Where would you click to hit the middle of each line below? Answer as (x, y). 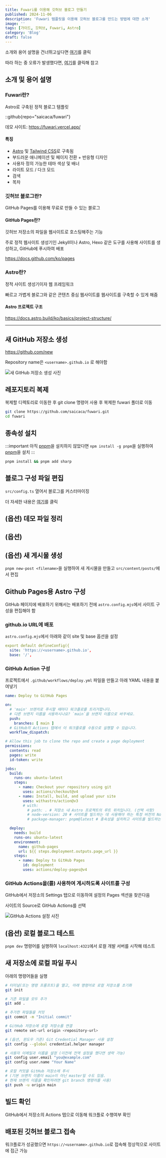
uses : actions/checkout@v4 (51, 792)
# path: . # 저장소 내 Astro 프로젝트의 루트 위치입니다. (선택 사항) (91, 810)
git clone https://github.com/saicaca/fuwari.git (57, 412)
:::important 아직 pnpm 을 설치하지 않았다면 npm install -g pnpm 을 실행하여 (79, 446)
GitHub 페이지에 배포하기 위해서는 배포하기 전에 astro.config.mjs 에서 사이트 (80, 604)
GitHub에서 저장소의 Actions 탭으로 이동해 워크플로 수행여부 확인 (68, 1114)
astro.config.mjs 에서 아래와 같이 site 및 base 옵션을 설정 (62, 636)
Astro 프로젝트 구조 (24, 307)
